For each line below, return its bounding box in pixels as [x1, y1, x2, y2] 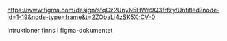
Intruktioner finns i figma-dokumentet [7, 27, 113, 34]
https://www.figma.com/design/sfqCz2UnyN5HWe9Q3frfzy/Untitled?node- [7, 6, 220, 14]
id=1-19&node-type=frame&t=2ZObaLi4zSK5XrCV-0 [7, 13, 156, 21]
